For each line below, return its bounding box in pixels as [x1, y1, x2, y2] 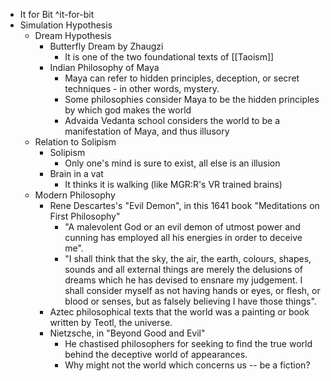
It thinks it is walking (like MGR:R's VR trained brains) [64, 179, 283, 190]
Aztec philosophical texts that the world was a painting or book [49, 306, 310, 318]
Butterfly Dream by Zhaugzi [49, 40, 164, 52]
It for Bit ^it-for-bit [19, 9, 95, 20]
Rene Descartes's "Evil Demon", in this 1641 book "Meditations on [49, 200, 320, 211]
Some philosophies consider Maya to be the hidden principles [64, 94, 320, 105]
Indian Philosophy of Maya [49, 62, 160, 73]
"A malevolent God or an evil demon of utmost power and [64, 221, 301, 233]
